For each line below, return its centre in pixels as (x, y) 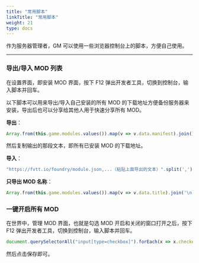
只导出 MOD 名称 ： (29, 182)
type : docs (20, 28)
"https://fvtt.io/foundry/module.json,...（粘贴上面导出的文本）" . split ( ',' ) (99, 170)
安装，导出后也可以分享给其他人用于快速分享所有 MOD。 (76, 110)
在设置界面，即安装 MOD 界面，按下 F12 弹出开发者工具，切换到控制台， (95, 82)
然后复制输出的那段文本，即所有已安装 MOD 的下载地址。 (76, 145)
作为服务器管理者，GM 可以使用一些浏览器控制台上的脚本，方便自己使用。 (97, 46)
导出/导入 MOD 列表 (34, 68)
